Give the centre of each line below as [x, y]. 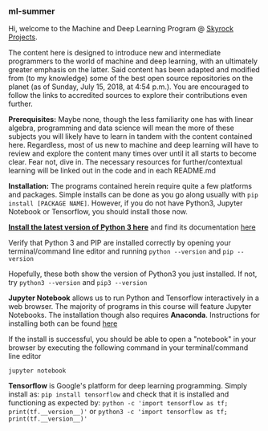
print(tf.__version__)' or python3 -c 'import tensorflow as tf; [118, 412]
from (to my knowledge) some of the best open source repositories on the [131, 79]
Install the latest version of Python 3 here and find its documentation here [132, 227]
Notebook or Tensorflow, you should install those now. [98, 212]
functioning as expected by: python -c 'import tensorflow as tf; [118, 403]
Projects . [23, 37]
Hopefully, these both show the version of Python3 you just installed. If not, [133, 274]
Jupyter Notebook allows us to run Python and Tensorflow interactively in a [134, 298]
